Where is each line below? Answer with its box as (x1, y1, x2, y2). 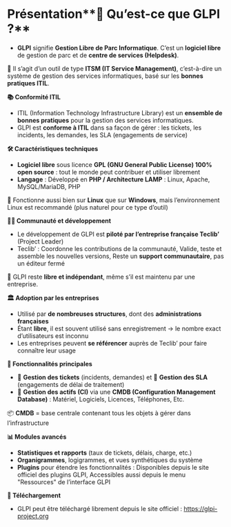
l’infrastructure (7, 419, 50, 427)
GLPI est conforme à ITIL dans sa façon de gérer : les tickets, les (17, 123, 202, 132)
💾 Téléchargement (7, 491, 61, 499)
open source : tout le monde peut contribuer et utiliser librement (17, 168, 201, 176)
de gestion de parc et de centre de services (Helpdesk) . (17, 51, 179, 59)
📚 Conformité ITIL (7, 92, 61, 101)
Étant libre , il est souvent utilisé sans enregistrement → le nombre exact (17, 324, 221, 332)
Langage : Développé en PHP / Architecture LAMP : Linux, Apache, (17, 175, 210, 183)
